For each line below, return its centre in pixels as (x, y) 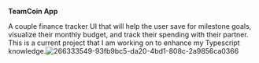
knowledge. (27, 51)
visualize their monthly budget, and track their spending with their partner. (129, 35)
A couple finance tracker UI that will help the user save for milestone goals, (130, 26)
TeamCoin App (33, 11)
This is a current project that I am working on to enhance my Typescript (124, 43)
